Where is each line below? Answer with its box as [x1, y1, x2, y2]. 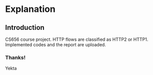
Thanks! [5, 54, 26, 61]
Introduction [5, 23, 45, 32]
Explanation [5, 3, 56, 15]
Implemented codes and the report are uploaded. [5, 42, 106, 48]
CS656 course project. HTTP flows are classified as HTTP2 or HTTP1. [5, 36, 149, 42]
